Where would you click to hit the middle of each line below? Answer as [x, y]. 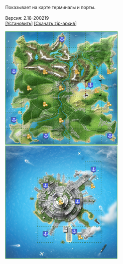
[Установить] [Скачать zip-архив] [41, 23]
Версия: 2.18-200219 [27, 18]
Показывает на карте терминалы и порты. [50, 7]
